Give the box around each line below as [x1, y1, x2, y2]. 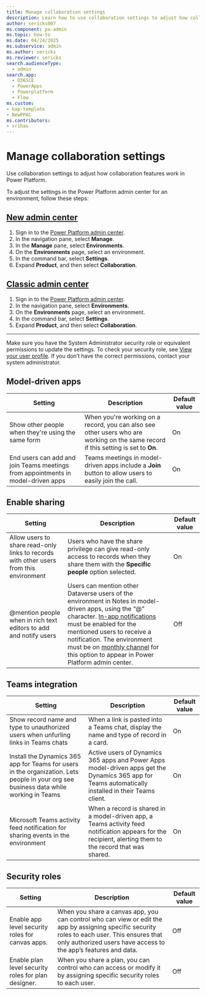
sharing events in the [9, 831, 70, 840]
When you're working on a [85, 412, 161, 421]
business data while [9, 783, 67, 791]
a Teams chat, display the [88, 723, 162, 732]
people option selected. [67, 568, 136, 577]
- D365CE [12, 77, 34, 83]
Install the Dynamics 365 [9, 752, 82, 761]
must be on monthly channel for [67, 643, 159, 651]
